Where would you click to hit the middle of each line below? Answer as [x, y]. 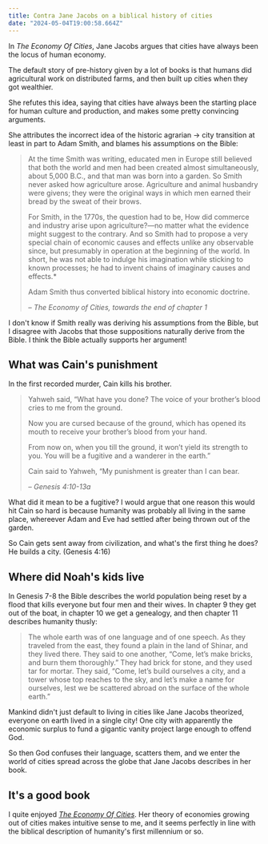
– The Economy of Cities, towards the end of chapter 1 [118, 307]
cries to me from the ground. [75, 408]
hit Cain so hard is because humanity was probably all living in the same [127, 511]
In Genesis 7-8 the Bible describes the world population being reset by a [128, 596]
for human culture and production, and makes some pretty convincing [124, 111]
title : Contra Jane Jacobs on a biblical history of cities [111, 16]
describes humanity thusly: [53, 622]
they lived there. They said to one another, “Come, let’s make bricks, [140, 654]
